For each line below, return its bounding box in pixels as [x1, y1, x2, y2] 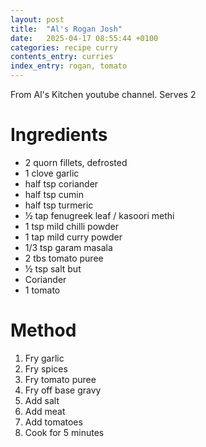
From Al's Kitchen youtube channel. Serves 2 [10, 89, 197, 100]
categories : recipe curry [10, 42, 118, 53]
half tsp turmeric [24, 199, 94, 211]
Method [10, 319, 77, 342]
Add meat [24, 405, 66, 417]
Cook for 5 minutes [24, 426, 105, 438]
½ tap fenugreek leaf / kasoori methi [24, 209, 175, 221]
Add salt [24, 394, 60, 406]
